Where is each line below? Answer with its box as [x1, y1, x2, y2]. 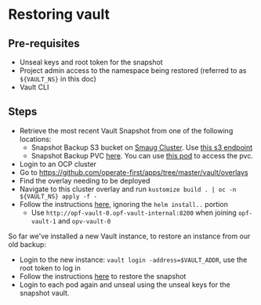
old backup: [8, 239, 47, 249]
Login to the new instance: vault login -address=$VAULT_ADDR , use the [19, 255, 248, 264]
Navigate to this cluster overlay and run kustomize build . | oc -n [19, 184, 237, 194]
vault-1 [31, 217, 56, 225]
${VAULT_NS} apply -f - [19, 192, 98, 201]
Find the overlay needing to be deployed [19, 176, 150, 185]
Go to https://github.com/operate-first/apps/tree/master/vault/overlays [19, 167, 248, 177]
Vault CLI [19, 82, 49, 92]
